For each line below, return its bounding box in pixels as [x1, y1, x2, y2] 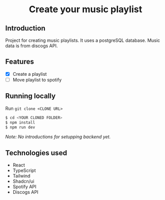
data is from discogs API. [5, 43, 58, 49]
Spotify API [12, 184, 37, 190]
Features [5, 58, 34, 66]
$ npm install [5, 120, 36, 125]
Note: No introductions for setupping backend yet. [5, 134, 111, 140]
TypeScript [12, 167, 36, 174]
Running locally [5, 92, 56, 100]
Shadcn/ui [12, 178, 35, 184]
